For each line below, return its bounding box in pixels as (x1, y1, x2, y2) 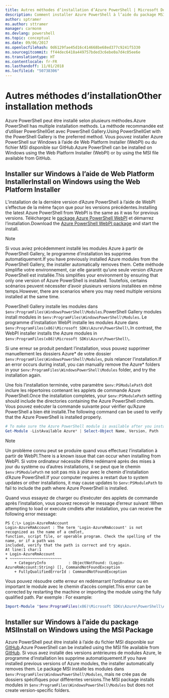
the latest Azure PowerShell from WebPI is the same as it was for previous (5, 209, 158, 216)
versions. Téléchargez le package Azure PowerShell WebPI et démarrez (5, 215, 154, 221)
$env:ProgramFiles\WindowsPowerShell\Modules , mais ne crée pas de (5, 671, 147, 677)
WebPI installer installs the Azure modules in (5, 330, 97, 336)
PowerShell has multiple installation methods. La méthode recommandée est (5, 123, 164, 129)
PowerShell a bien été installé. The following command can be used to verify (5, 408, 162, 414)
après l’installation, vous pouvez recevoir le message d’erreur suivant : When (5, 500, 163, 506)
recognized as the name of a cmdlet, (5, 529, 84, 534)
